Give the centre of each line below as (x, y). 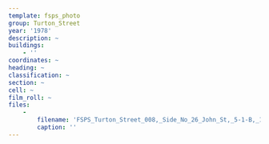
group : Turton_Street (44, 23)
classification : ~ (39, 75)
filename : (53, 120)
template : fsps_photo (44, 16)
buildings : (26, 46)
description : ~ (34, 38)
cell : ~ (21, 90)
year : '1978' (30, 30)
